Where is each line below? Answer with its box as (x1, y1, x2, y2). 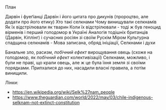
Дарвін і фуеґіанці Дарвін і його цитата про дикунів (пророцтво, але (5, 14, 149, 19)
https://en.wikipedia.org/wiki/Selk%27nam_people (12, 89, 115, 95)
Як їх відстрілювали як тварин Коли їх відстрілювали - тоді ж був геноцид (5, 24, 161, 30)
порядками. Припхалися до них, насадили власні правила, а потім (5, 65, 146, 71)
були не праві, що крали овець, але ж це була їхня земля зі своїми (5, 60, 146, 65)
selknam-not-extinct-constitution (12, 100, 80, 105)
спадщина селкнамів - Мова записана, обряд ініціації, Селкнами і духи (5, 40, 156, 46)
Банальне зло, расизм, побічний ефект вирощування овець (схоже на (5, 49, 153, 55)
